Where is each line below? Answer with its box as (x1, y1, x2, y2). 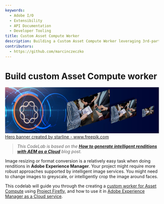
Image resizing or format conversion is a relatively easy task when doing (5, 158, 151, 163)
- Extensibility (9, 18, 42, 23)
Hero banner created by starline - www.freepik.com (5, 134, 109, 140)
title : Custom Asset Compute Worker (5, 34, 80, 39)
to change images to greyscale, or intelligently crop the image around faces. (5, 173, 159, 179)
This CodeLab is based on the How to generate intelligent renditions (17, 143, 157, 149)
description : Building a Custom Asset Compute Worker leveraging (5, 39, 141, 44)
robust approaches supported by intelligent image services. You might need (5, 168, 158, 174)
